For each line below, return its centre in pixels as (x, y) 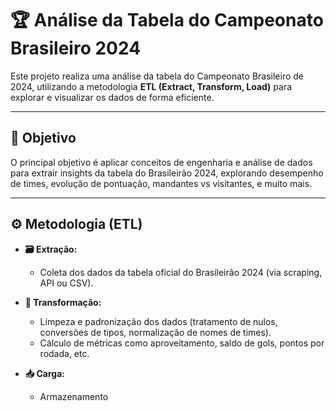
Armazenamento (74, 396)
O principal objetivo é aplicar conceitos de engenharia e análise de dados (161, 162)
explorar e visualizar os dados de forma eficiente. (112, 97)
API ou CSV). (66, 283)
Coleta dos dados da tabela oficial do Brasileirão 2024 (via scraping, (181, 272)
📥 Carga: (44, 373)
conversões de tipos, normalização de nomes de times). (155, 332)
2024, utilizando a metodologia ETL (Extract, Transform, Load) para (151, 86)
